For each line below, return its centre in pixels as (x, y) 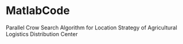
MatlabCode (38, 11)
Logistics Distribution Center (42, 34)
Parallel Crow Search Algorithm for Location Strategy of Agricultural (91, 28)
